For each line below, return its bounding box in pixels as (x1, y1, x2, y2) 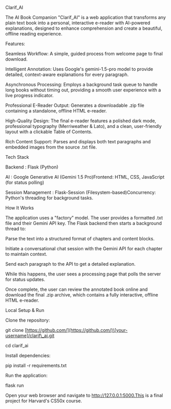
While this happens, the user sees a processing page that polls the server (5, 271, 161, 277)
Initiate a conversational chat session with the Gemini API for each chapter (5, 246, 163, 251)
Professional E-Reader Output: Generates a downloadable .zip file (5, 102, 145, 108)
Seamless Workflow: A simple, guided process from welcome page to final (5, 51, 163, 57)
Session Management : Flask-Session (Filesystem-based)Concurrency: (5, 190, 156, 195)
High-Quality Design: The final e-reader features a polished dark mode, (5, 118, 157, 124)
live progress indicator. (5, 92, 54, 98)
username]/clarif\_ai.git (5, 332, 55, 339)
